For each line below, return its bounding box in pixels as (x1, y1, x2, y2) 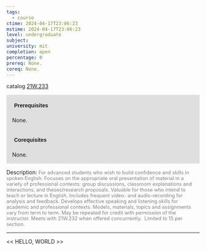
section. (6, 221, 25, 228)
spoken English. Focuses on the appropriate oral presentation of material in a (6, 175, 184, 182)
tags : (6, 9, 20, 15)
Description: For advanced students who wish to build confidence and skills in (6, 169, 189, 176)
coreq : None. (6, 66, 40, 72)
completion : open (6, 49, 51, 55)
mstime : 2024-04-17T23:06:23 (6, 26, 81, 32)
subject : (6, 37, 29, 43)
